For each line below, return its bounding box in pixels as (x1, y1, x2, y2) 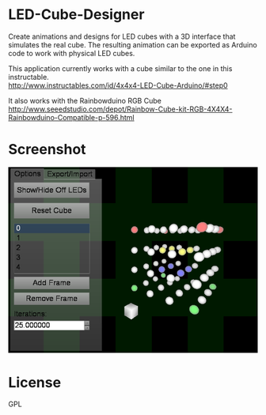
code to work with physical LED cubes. (8, 48, 135, 58)
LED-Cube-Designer (8, 6, 145, 24)
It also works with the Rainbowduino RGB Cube (8, 96, 162, 105)
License (8, 373, 62, 391)
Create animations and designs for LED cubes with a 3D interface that (8, 32, 236, 41)
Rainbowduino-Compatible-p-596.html (8, 112, 135, 122)
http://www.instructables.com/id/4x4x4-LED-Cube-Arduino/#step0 (8, 81, 228, 90)
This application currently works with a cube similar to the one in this (8, 63, 233, 73)
